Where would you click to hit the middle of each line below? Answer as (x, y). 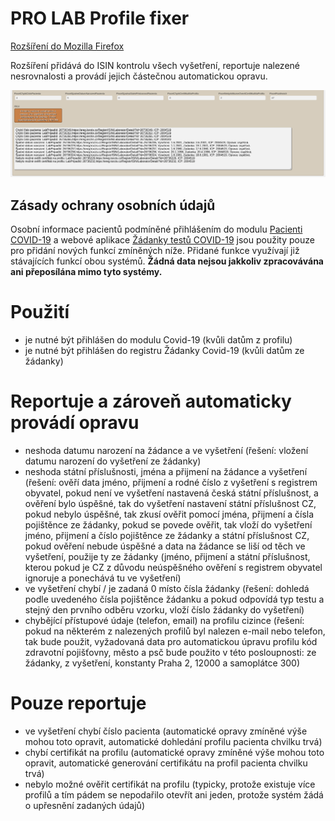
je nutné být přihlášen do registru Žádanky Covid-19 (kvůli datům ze (164, 350)
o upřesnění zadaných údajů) (84, 805)
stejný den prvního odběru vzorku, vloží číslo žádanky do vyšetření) (164, 609)
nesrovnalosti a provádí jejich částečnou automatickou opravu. (139, 76)
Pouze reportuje (78, 703)
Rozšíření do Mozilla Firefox (67, 46)
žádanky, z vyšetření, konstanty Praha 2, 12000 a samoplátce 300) (162, 663)
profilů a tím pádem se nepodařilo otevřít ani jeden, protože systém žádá (174, 794)
